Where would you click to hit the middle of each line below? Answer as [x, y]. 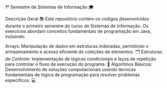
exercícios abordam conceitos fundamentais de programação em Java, [78, 31]
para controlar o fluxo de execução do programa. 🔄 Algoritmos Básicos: [79, 64]
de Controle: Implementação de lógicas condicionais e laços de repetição [81, 59]
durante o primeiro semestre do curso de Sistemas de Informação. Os [77, 26]
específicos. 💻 [21, 80]
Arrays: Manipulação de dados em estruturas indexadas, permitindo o [77, 46]
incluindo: [15, 37]
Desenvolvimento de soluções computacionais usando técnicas [71, 69]
